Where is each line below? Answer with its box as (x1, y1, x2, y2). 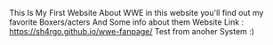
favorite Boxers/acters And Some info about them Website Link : (9, 17, 245, 27)
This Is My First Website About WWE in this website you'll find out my (9, 8, 264, 18)
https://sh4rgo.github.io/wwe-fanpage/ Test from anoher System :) (9, 26, 255, 36)
